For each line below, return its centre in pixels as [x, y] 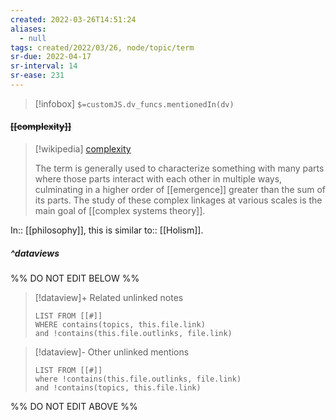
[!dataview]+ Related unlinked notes [109, 298]
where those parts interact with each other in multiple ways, [158, 179]
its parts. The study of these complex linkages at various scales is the [178, 200]
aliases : [28, 29]
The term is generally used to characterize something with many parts [179, 168]
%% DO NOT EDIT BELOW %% [75, 278]
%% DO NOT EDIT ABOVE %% [74, 407]
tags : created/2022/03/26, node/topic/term [102, 47]
